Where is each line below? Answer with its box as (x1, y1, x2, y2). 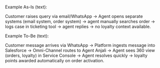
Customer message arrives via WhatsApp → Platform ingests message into (5, 42, 156, 48)
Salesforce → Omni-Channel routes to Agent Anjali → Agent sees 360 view (5, 48, 155, 53)
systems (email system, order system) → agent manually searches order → (5, 19, 156, 24)
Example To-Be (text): (5, 33, 49, 39)
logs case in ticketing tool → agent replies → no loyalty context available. (5, 24, 151, 29)
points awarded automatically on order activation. (5, 58, 105, 63)
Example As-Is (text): (5, 4, 47, 10)
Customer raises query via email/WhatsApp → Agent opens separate (5, 14, 143, 19)
